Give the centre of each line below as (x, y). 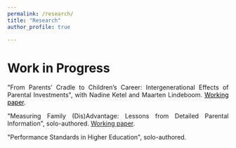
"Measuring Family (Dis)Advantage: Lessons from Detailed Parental (118, 116)
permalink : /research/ (40, 14)
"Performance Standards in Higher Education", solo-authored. (97, 137)
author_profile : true (39, 27)
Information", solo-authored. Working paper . (71, 123)
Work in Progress (59, 68)
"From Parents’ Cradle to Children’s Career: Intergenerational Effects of (118, 87)
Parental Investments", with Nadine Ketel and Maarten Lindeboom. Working (118, 95)
